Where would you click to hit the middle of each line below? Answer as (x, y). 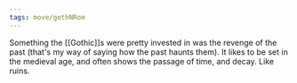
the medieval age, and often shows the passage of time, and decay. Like (141, 61)
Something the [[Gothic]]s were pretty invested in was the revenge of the (143, 42)
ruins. (20, 71)
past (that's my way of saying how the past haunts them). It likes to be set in (149, 52)
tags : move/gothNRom (48, 17)
